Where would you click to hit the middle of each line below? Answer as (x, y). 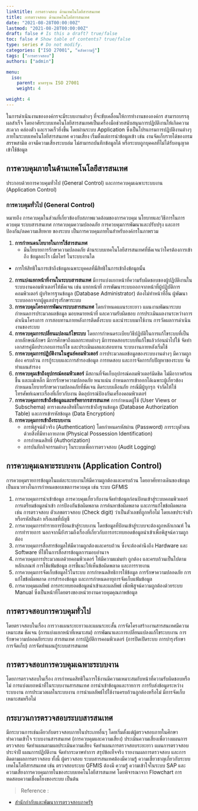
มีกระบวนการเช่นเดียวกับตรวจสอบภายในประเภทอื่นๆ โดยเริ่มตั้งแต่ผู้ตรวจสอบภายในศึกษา (92, 732)
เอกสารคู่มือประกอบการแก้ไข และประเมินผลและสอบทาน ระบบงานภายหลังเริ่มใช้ (91, 346)
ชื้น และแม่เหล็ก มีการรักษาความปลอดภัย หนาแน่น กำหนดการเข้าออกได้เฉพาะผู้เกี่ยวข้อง (99, 380)
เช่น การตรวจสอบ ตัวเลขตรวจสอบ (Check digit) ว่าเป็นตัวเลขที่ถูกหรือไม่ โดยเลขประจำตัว (103, 512)
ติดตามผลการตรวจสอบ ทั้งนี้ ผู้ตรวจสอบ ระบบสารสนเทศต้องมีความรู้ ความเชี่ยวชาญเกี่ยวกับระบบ (98, 759)
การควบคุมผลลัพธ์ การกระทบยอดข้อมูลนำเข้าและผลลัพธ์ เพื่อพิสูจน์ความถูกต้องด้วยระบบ (99, 586)
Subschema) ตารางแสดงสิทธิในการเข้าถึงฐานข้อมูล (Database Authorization (96, 406)
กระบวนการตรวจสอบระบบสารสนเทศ (60, 718)
